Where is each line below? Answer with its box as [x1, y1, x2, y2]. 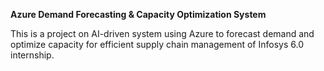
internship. [10, 49, 55, 61]
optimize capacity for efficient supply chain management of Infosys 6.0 [10, 39, 304, 50]
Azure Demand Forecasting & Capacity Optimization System [10, 9, 267, 20]
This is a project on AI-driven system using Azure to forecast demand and [10, 28, 315, 39]
